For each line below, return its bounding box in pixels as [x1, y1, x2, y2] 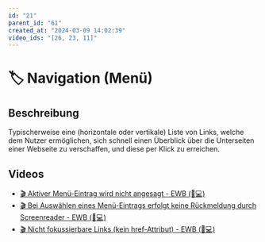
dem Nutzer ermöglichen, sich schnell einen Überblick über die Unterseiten [8, 136, 255, 145]
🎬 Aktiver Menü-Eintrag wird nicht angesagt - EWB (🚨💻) [19, 189, 205, 198]
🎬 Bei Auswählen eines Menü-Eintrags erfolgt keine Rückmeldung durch [19, 201, 257, 210]
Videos [8, 167, 44, 181]
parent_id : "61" [8, 19, 62, 27]
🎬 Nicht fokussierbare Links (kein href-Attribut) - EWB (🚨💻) [19, 225, 216, 234]
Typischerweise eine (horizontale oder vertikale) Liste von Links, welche [8, 128, 244, 137]
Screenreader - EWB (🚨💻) [19, 213, 107, 222]
